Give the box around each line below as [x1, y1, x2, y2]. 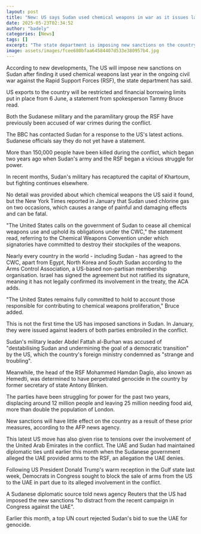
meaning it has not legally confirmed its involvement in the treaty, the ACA [6, 278, 188, 285]
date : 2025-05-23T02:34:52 [6, 20, 74, 26]
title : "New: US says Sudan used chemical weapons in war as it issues [6, 14, 188, 20]
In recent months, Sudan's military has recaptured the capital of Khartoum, [6, 173, 190, 180]
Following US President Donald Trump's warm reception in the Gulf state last [6, 466, 195, 473]
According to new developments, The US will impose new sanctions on [6, 64, 181, 71]
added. [6, 308, 24, 315]
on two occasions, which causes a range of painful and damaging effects [6, 204, 187, 211]
